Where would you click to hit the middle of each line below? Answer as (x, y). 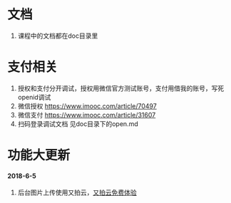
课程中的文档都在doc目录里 (58, 36)
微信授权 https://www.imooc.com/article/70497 (87, 106)
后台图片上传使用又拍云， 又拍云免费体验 (77, 192)
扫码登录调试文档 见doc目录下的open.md (78, 124)
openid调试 (34, 97)
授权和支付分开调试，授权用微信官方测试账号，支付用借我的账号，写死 (121, 88)
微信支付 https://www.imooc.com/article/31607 (87, 115)
